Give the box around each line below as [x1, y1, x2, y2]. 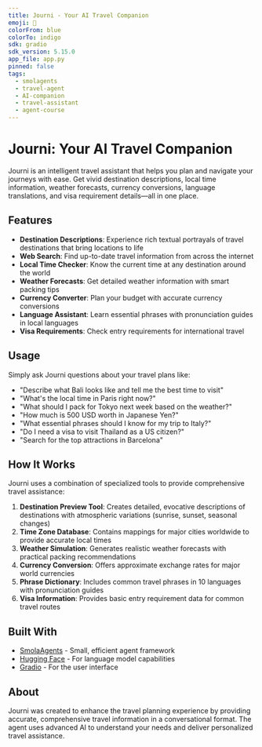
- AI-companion [15, 92, 65, 100]
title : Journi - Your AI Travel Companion [8, 11, 149, 20]
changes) [19, 519, 51, 528]
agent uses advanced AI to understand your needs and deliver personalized [8, 723, 253, 732]
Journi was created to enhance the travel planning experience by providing [8, 706, 251, 715]
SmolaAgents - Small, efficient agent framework [19, 646, 175, 655]
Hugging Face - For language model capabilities [19, 654, 175, 664]
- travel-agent [15, 84, 65, 93]
